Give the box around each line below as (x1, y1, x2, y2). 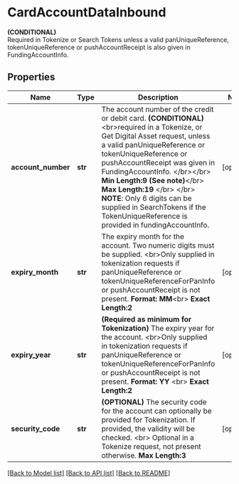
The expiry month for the (101, 231, 185, 241)
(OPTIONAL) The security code (101, 396, 208, 406)
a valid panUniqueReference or (101, 140, 205, 149)
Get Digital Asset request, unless (101, 131, 211, 141)
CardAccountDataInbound (7, 4, 166, 21)
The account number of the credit (101, 104, 214, 114)
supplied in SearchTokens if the (101, 202, 206, 212)
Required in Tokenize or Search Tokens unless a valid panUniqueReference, (7, 35, 230, 43)
